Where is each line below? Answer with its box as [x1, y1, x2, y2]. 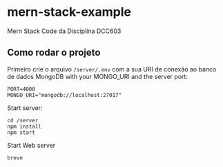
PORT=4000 [7, 85, 36, 93]
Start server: [7, 104, 43, 112]
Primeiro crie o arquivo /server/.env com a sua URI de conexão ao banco [7, 65, 217, 73]
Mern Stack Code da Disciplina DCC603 [7, 27, 122, 35]
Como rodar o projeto [7, 47, 101, 58]
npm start [7, 129, 36, 136]
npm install [7, 123, 41, 130]
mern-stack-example [7, 4, 131, 20]
